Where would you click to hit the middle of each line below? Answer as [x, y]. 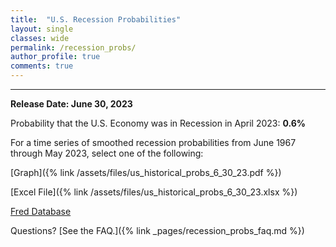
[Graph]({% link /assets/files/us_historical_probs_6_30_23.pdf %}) [146, 172]
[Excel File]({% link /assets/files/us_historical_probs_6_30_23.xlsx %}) [154, 192]
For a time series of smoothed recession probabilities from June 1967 [153, 142]
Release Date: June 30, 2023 [71, 104]
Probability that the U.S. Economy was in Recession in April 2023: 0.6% [158, 123]
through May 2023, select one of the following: [107, 153]
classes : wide [40, 38]
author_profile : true [55, 57]
